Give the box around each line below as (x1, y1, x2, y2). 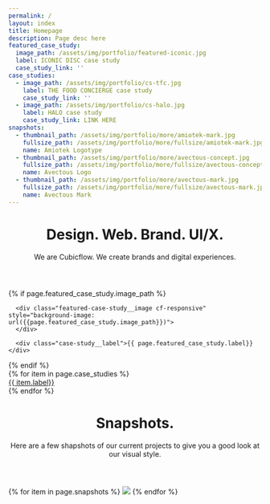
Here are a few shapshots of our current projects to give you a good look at (10, 441, 260, 450)
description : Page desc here (8, 34, 106, 43)
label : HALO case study (22, 109, 103, 117)
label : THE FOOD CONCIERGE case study (22, 86, 153, 95)
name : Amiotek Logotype (22, 146, 103, 154)
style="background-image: (8, 311, 95, 319)
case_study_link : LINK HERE (22, 116, 117, 124)
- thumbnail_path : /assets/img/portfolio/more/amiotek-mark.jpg (15, 131, 235, 139)
